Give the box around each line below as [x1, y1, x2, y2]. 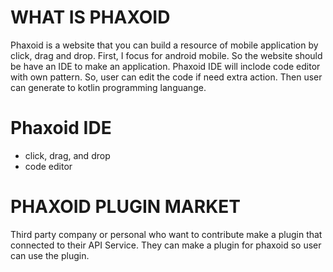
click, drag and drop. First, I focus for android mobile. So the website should [10, 49, 323, 61]
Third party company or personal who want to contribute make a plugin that [10, 228, 323, 240]
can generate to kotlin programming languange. [10, 81, 207, 93]
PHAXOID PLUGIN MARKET [10, 196, 241, 218]
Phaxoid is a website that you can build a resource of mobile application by [10, 39, 319, 51]
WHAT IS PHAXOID [10, 6, 171, 29]
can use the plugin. [10, 249, 90, 261]
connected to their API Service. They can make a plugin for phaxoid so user [10, 239, 322, 251]
